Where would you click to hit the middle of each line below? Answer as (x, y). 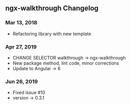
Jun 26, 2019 (22, 81)
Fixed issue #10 (29, 92)
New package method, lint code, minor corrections (66, 63)
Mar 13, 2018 (21, 23)
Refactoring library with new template (52, 34)
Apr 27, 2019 (21, 46)
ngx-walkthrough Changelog (52, 8)
